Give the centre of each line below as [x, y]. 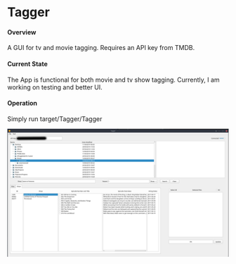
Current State [27, 63]
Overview [22, 32]
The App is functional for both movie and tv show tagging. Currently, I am [113, 80]
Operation [22, 103]
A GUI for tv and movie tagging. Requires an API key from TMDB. [101, 48]
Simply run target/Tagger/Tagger [55, 119]
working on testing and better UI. [55, 87]
